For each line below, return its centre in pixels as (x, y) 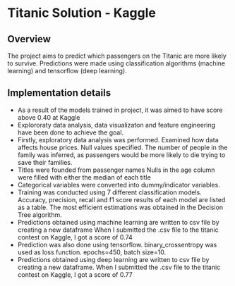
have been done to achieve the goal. (71, 132)
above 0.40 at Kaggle (49, 117)
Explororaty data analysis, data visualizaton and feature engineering (116, 125)
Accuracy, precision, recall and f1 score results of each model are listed (121, 199)
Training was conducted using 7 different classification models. (110, 192)
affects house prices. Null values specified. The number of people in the (122, 147)
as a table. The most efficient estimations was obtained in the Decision (120, 207)
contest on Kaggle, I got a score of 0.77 (75, 274)
